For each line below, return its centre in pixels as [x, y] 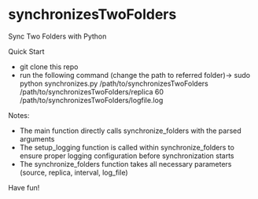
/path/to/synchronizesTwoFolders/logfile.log [91, 100]
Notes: [19, 115]
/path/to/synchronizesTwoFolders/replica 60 [91, 91]
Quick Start [26, 51]
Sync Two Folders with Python [57, 36]
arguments [37, 138]
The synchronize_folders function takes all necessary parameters [125, 164]
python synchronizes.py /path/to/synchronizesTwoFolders [114, 83]
